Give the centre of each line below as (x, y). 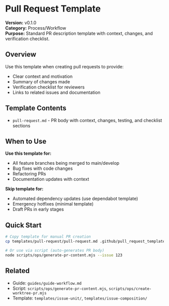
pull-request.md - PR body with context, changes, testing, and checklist (87, 120)
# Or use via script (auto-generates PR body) (55, 250)
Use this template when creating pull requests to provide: (65, 66)
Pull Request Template (53, 9)
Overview (21, 55)
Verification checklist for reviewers (49, 87)
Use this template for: (28, 153)
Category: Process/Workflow (36, 28)
